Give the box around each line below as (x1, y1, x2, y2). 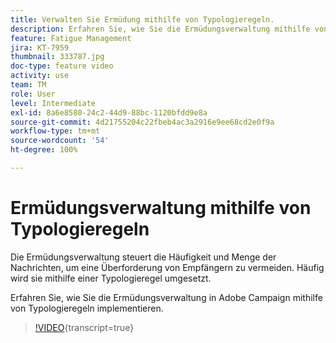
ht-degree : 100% (10, 145, 78, 155)
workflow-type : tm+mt (10, 126, 101, 136)
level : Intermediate (10, 98, 97, 108)
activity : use (10, 71, 70, 81)
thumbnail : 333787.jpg (10, 52, 105, 62)
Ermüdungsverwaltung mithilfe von (10, 197, 312, 220)
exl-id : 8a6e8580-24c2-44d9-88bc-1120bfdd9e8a (10, 107, 208, 118)
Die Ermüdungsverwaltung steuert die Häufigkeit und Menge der (10, 251, 277, 263)
